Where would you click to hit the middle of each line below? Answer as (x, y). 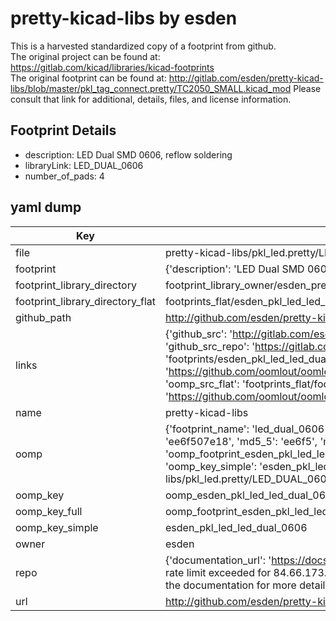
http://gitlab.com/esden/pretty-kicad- (246, 78)
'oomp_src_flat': (202, 384)
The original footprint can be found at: (88, 78)
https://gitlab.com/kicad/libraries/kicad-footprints (112, 67)
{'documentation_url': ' (218, 560)
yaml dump (46, 207)
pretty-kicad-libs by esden (124, 18)
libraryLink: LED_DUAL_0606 (84, 165)
